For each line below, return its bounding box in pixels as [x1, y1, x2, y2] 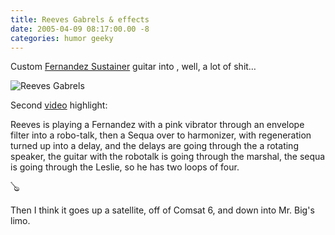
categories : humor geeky [10, 33, 114, 43]
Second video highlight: [10, 99, 108, 111]
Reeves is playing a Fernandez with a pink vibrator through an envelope [10, 119, 305, 131]
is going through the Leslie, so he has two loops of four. [10, 161, 240, 173]
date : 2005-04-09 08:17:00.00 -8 [10, 24, 150, 34]
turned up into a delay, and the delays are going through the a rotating [10, 140, 299, 152]
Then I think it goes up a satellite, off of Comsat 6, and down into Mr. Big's [10, 204, 315, 216]
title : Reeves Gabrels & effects [10, 14, 150, 25]
